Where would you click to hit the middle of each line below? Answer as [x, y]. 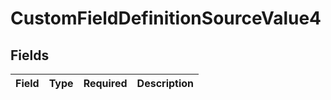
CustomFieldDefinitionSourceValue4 [166, 18]
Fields [30, 55]
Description [165, 83]
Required [105, 83]
